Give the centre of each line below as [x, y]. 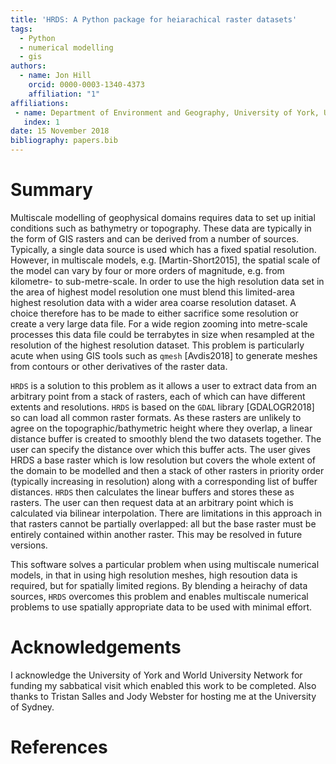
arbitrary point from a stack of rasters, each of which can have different [158, 396]
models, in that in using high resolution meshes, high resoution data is [154, 575]
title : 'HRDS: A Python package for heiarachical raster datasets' [154, 19]
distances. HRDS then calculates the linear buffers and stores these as [152, 492]
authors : [28, 66]
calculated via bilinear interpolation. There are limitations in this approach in [166, 513]
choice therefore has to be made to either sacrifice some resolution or [154, 313]
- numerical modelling [66, 47]
